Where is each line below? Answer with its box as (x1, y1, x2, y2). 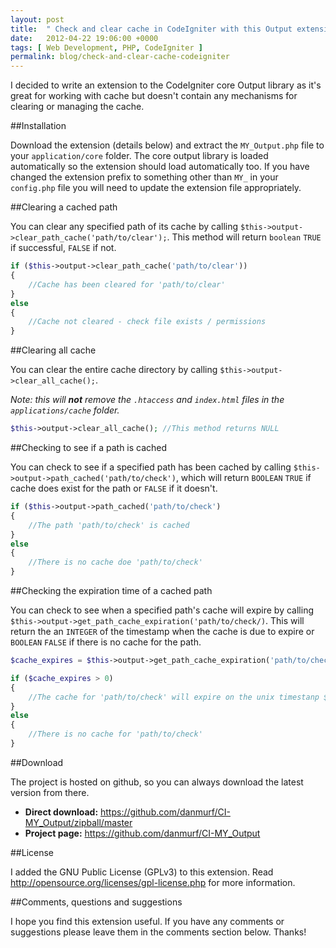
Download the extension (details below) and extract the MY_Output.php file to (10, 139, 325, 151)
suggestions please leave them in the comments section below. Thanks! (10, 926, 307, 938)
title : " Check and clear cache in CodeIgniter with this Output (10, 24, 293, 34)
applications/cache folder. (10, 404, 120, 416)
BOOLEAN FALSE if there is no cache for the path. (10, 636, 202, 648)
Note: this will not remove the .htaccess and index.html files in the (10, 394, 285, 406)
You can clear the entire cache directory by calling (10, 364, 218, 376)
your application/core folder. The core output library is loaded (10, 150, 269, 162)
